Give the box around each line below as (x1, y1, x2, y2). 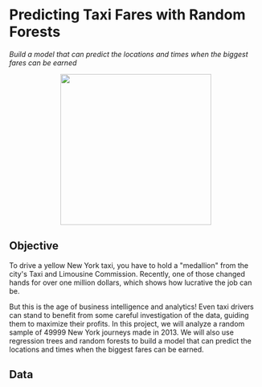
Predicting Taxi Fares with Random (9, 6, 246, 24)
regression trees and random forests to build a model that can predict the (9, 336, 252, 345)
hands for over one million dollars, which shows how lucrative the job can (9, 278, 252, 287)
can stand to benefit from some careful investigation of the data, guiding (9, 310, 249, 319)
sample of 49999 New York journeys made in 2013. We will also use (9, 327, 234, 337)
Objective (9, 239, 59, 253)
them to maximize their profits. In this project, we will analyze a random (9, 319, 245, 328)
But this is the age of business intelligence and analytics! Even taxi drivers (9, 302, 254, 311)
